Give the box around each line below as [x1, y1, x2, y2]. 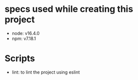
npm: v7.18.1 [11, 36, 36, 41]
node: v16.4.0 [11, 30, 40, 36]
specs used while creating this [4, 3, 134, 15]
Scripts [4, 53, 35, 64]
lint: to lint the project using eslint [11, 69, 80, 75]
